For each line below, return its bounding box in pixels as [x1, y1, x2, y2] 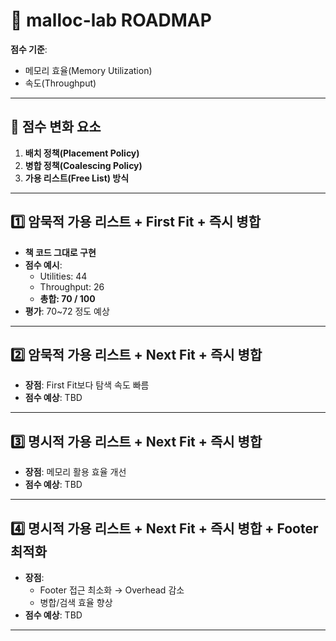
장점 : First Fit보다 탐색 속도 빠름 [24, 379, 150, 391]
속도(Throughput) [24, 77, 97, 89]
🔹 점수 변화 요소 [10, 119, 102, 136]
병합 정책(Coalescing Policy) [24, 159, 143, 171]
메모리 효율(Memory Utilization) [24, 64, 153, 76]
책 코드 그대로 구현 [24, 246, 97, 258]
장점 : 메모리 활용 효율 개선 [24, 466, 127, 478]
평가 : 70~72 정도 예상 [24, 305, 110, 317]
